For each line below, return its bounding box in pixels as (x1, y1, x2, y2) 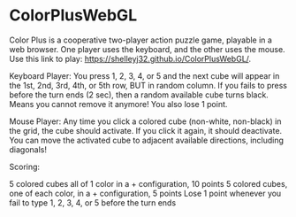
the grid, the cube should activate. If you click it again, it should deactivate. (9, 125, 283, 136)
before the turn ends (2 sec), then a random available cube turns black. (9, 89, 269, 100)
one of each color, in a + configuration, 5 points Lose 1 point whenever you (9, 188, 282, 198)
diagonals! (9, 143, 47, 155)
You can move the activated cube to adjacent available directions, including (9, 135, 285, 145)
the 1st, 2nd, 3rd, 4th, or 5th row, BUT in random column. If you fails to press (9, 80, 287, 90)
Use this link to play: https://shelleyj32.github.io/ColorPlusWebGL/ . (9, 53, 252, 64)
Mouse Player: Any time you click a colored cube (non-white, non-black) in (9, 116, 282, 127)
